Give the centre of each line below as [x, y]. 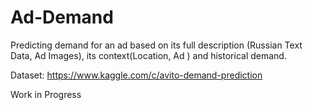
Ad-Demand [62, 17]
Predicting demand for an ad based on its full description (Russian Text [156, 45]
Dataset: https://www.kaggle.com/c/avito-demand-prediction [136, 75]
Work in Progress [46, 94]
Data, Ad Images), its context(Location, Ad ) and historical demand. [148, 55]
